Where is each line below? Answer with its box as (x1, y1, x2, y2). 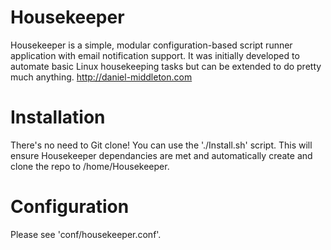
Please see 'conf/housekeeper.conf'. (10, 228, 162, 240)
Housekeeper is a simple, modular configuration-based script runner (10, 39, 293, 51)
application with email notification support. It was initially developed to (10, 49, 300, 61)
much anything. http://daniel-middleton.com (10, 71, 193, 83)
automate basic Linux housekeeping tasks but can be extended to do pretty (10, 60, 322, 72)
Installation (10, 106, 106, 129)
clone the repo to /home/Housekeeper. (10, 160, 170, 172)
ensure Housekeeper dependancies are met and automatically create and (10, 149, 313, 161)
